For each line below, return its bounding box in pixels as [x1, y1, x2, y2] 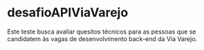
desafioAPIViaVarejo [7, 5, 129, 21]
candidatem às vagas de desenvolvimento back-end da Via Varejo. [7, 34, 198, 42]
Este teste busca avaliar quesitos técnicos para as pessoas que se [7, 27, 196, 36]
